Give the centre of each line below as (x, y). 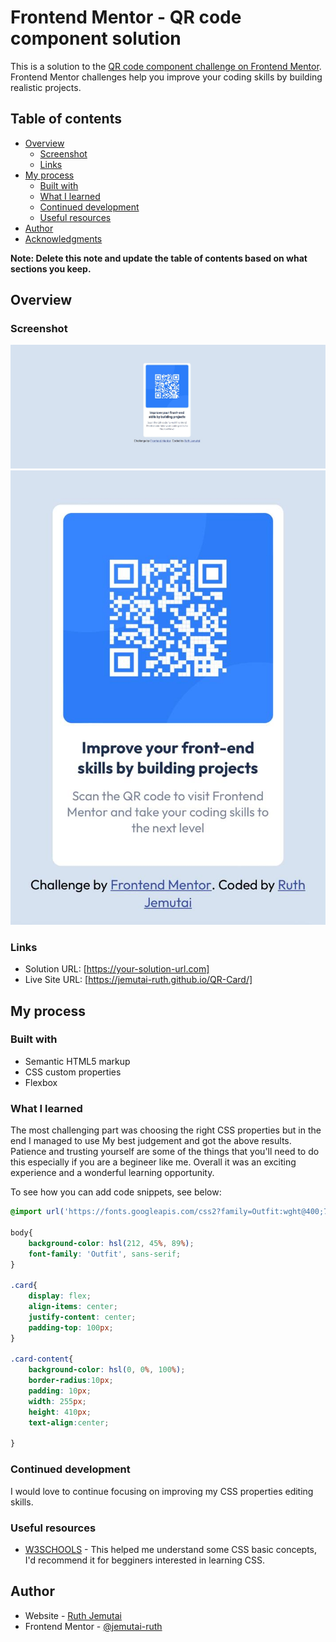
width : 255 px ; (57, 1401)
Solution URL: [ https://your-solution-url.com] (117, 969)
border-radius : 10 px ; (71, 1381)
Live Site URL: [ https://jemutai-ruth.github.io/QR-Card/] (138, 980)
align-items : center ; (73, 1307)
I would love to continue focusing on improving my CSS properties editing (162, 1491)
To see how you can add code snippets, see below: (116, 1192)
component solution (96, 38)
